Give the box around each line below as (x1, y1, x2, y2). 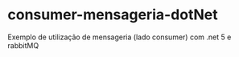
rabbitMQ (7, 40, 39, 50)
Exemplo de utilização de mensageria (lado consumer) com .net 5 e (7, 32, 232, 42)
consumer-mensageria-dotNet (7, 6, 218, 24)
